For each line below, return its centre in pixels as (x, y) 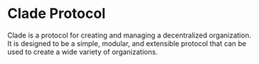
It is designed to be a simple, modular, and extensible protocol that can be (127, 43)
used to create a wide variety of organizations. (83, 52)
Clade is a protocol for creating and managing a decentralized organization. (129, 35)
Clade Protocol (57, 14)
